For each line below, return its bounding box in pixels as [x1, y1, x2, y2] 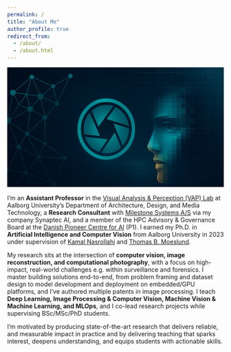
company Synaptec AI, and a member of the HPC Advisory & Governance [7, 215, 215, 224]
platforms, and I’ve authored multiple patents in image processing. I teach [7, 287, 216, 295]
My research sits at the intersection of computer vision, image [7, 250, 186, 259]
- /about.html [13, 47, 54, 54]
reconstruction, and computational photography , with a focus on [7, 258, 195, 266]
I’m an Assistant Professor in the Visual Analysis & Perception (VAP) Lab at [7, 193, 221, 202]
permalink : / [7, 11, 45, 18]
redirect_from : [7, 33, 51, 40]
